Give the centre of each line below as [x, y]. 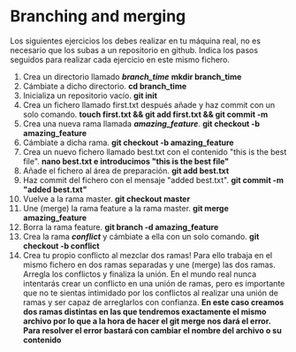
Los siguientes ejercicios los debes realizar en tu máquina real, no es [136, 41]
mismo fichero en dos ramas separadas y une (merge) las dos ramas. [149, 264]
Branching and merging [98, 16]
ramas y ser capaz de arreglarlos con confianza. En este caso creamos [153, 302]
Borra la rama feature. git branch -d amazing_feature [121, 226]
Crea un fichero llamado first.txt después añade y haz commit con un [149, 104]
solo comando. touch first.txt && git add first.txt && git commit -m [145, 114]
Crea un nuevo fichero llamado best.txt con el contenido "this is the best [155, 151]
